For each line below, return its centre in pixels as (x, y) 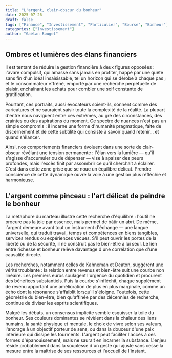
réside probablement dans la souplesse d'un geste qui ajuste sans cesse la (84, 345)
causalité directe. (24, 254)
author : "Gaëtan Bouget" (32, 34)
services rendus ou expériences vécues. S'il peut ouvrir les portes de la (81, 238)
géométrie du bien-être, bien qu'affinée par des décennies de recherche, (82, 297)
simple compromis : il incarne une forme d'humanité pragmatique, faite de (83, 126)
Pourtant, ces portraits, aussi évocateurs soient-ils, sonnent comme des (81, 104)
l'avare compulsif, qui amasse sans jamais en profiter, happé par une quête (84, 72)
